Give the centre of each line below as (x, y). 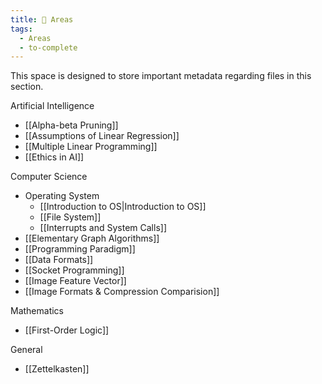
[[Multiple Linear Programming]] (91, 147)
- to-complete (48, 47)
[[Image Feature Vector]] (75, 281)
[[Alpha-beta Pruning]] (71, 125)
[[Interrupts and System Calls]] (103, 228)
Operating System (62, 196)
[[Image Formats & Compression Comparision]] (122, 292)
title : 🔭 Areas (42, 19)
